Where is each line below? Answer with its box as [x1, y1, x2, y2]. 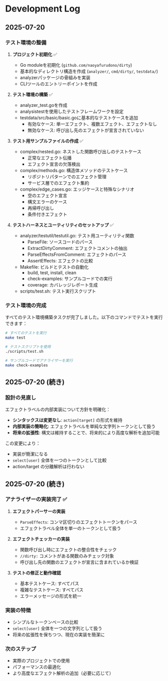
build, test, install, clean [27, 269, 77, 276]
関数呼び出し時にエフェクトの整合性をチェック [20, 547, 117, 553]
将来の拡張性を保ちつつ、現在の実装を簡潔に [12, 632, 105, 638]
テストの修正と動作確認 [12, 570, 61, 576]
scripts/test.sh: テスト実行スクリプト [20, 288, 96, 294]
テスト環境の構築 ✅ [12, 91, 53, 97]
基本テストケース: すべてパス [20, 580, 79, 586]
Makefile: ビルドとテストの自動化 [20, 264, 89, 270]
